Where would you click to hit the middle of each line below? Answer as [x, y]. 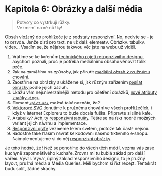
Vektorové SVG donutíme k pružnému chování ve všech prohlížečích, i [82, 108]
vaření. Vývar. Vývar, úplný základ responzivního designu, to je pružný [75, 158]
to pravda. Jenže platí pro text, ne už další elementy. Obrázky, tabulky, [75, 42]
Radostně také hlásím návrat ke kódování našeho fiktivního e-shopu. [80, 133]
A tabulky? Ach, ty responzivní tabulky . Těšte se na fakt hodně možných [84, 118]
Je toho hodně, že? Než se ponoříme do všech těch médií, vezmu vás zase [80, 148]
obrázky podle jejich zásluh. [40, 87]
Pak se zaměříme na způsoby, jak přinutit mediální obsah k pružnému [81, 72]
